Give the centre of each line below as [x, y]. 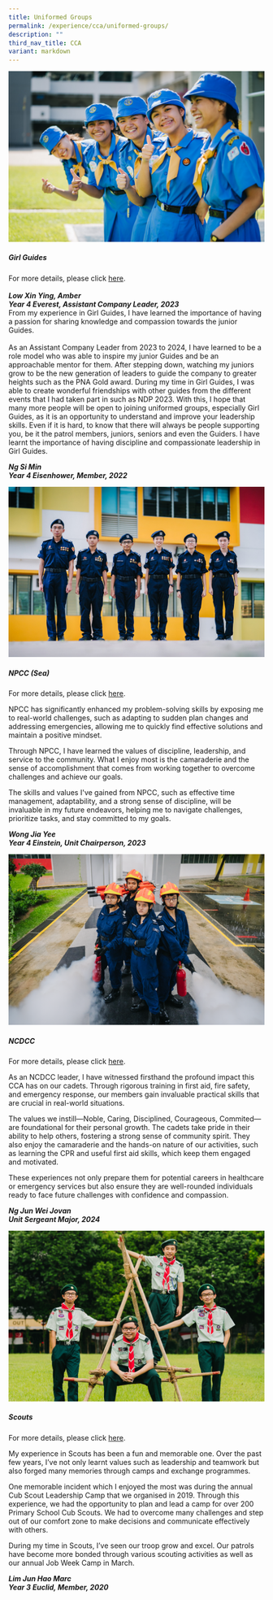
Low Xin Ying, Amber [45, 295]
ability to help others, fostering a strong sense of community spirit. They [129, 1136]
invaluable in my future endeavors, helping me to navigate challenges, [126, 810]
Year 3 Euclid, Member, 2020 [58, 1587]
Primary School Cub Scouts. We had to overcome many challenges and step [136, 1512]
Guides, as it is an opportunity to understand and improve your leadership [132, 416]
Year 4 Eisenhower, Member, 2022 [68, 475]
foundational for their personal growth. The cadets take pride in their [135, 1128]
